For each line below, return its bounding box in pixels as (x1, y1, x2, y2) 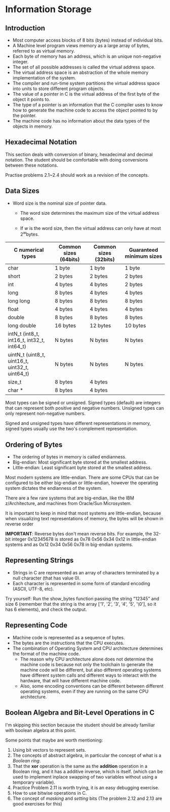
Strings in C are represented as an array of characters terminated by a (12, 569, 159, 575)
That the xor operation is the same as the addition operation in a (12, 763, 148, 769)
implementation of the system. (12, 75, 76, 81)
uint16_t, (8, 358, 29, 365)
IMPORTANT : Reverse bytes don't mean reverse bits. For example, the (5, 531, 152, 537)
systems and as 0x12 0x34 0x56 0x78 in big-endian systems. (5, 542, 133, 548)
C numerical (14, 247, 44, 254)
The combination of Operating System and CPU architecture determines (12, 645, 163, 651)
